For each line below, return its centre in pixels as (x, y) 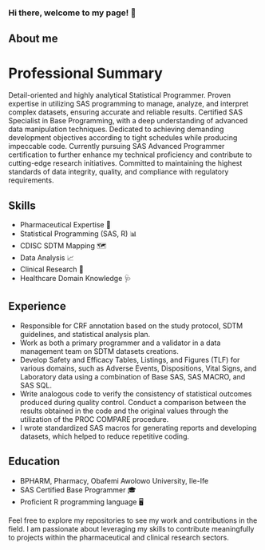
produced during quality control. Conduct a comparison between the (133, 402)
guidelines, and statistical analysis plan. (85, 334)
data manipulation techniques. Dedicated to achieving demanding (116, 129)
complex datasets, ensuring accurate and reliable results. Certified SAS (126, 112)
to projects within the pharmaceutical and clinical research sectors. (119, 537)
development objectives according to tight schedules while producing (123, 138)
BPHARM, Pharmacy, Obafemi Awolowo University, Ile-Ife (114, 480)
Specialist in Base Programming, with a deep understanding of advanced (128, 121)
